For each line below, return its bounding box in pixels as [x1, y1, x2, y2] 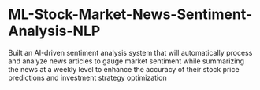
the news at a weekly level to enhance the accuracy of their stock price [8, 64, 240, 74]
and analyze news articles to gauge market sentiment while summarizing [8, 56, 245, 66]
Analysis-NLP [8, 22, 101, 40]
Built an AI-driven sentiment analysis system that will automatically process [8, 48, 253, 57]
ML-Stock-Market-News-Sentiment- [8, 5, 253, 23]
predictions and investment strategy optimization [8, 73, 167, 82]
